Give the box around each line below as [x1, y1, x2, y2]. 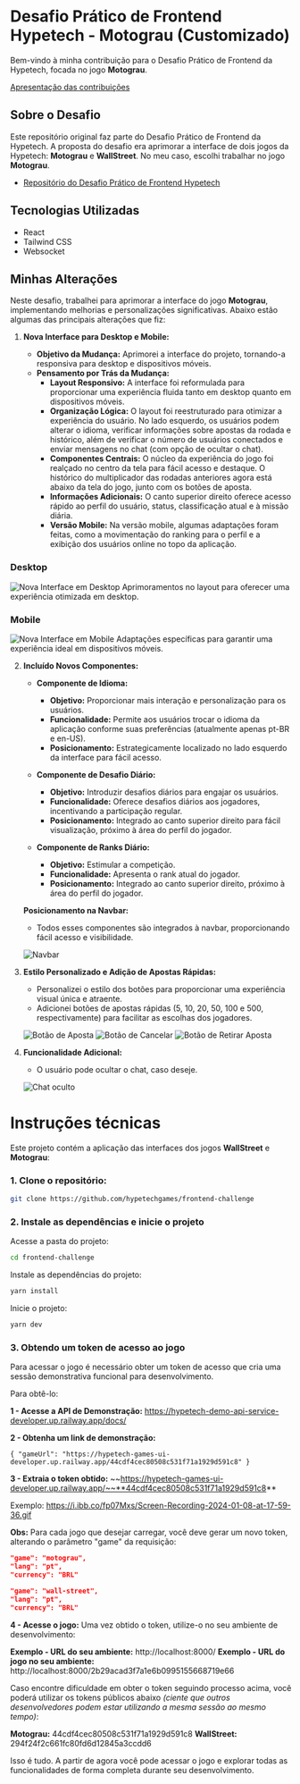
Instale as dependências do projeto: [10, 1269, 142, 1280]
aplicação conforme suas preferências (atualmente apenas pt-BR [49, 723, 290, 734]
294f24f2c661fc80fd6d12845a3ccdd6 [10, 1738, 153, 1748]
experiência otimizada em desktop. [10, 591, 139, 602]
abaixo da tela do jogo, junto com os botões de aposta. [49, 482, 253, 492]
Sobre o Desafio [10, 107, 101, 122]
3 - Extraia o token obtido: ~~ [10, 1473, 121, 1485]
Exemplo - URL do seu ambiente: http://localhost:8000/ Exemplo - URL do [10, 1646, 286, 1657]
